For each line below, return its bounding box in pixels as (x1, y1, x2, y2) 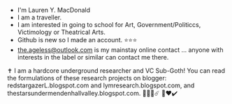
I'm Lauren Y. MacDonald (17, 6, 91, 14)
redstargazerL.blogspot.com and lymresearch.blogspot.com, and (7, 81, 195, 89)
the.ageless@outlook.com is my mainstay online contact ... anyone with (17, 46, 224, 54)
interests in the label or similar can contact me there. (17, 53, 169, 61)
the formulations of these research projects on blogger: (7, 74, 167, 82)
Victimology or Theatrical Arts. (17, 28, 106, 36)
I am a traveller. (17, 13, 61, 21)
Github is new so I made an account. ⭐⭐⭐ (17, 36, 138, 44)
